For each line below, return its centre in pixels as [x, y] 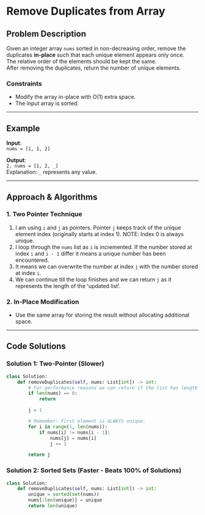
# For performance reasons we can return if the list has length [113, 388]
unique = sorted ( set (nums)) [64, 495]
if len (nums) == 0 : [53, 394]
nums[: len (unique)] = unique [65, 500]
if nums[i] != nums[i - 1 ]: [75, 432]
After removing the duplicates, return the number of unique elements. [94, 68]
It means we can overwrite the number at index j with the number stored [106, 266]
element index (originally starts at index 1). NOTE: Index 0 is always [99, 234]
